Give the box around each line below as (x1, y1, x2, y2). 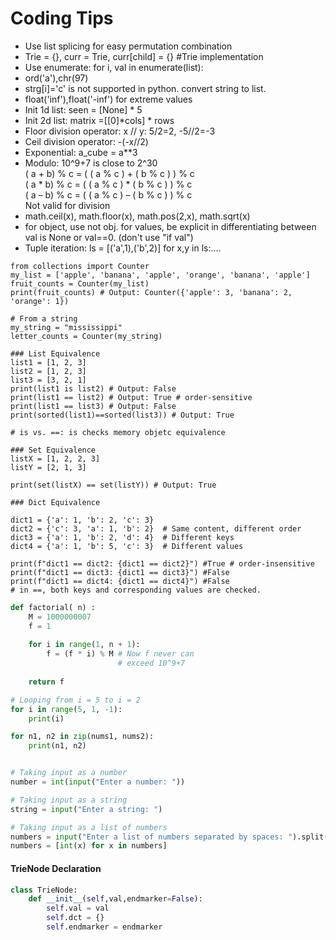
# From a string (10, 313, 78, 324)
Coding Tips (10, 7, 114, 30)
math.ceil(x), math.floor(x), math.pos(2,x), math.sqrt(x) (24, 210, 251, 222)
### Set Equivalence (10, 445, 97, 455)
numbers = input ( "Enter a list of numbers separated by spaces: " (10, 832, 293, 842)
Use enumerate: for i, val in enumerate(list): (24, 61, 204, 73)
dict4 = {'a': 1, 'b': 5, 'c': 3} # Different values (10, 541, 244, 551)
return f (28, 677, 65, 687)
